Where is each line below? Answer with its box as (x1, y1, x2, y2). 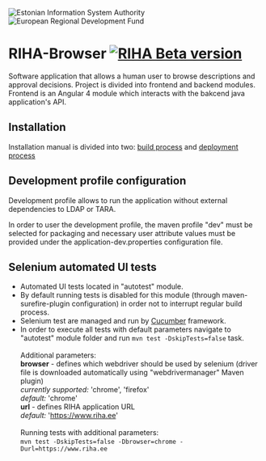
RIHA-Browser (8, 44, 107, 63)
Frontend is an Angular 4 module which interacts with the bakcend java (8, 88, 245, 98)
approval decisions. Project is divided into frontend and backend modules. (8, 79, 256, 89)
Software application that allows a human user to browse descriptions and (8, 71, 255, 81)
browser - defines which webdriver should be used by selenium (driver (19, 359, 259, 369)
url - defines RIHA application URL (19, 402, 136, 412)
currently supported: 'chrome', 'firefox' (19, 385, 150, 395)
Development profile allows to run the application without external (8, 195, 228, 205)
